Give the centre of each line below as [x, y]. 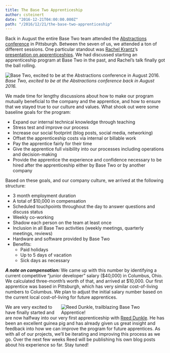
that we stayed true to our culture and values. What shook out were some [82, 107]
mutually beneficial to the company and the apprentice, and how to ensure [83, 102]
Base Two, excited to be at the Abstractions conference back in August [80, 81]
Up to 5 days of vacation [46, 255]
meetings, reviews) [32, 234]
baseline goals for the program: [38, 112]
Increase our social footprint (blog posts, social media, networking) [83, 133]
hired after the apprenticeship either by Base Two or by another [79, 165]
